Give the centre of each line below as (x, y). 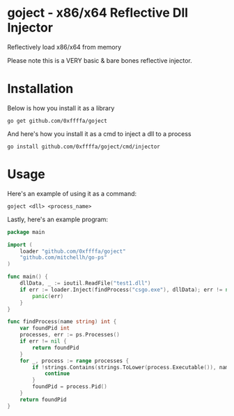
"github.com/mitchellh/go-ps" (64, 258)
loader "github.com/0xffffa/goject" (73, 251)
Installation (40, 89)
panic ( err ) (48, 296)
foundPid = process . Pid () (70, 387)
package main (26, 232)
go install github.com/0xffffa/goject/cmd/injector (84, 147)
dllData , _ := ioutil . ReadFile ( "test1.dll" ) (85, 283)
